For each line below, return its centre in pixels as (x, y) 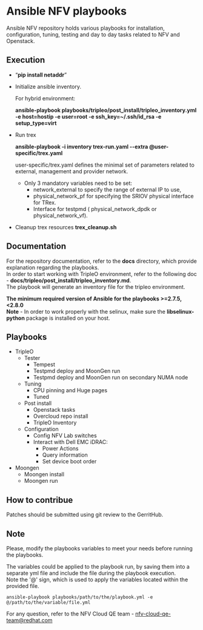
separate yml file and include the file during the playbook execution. (91, 573)
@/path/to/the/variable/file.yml (48, 603)
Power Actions (60, 449)
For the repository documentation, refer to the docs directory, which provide (101, 261)
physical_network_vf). (60, 215)
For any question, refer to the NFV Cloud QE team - (70, 614)
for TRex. (45, 202)
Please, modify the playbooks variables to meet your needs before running (99, 548)
